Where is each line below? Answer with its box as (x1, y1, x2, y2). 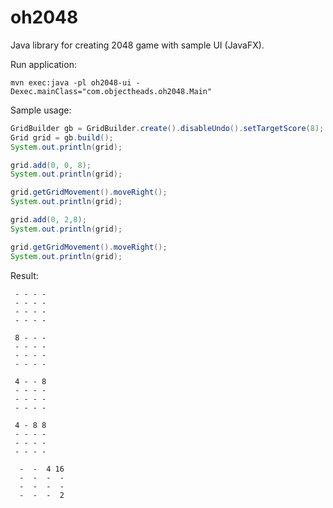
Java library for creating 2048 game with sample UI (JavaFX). (10, 39, 265, 51)
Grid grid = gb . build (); (10, 132, 114, 143)
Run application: (10, 58, 77, 70)
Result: (10, 269, 39, 281)
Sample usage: (10, 104, 72, 116)
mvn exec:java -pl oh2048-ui (10, 77, 132, 88)
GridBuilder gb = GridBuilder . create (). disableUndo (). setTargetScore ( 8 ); (10, 123, 325, 133)
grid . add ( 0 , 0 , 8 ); (10, 160, 92, 170)
